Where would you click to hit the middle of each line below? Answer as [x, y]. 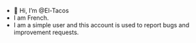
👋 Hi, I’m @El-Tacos [41, 11]
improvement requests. [46, 32]
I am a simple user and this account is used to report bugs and [101, 25]
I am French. [31, 18]
